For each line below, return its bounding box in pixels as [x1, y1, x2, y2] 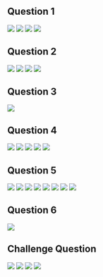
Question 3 [7, 86, 57, 98]
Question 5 [7, 164, 57, 176]
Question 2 [7, 46, 57, 58]
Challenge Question [7, 243, 97, 255]
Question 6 [7, 204, 57, 216]
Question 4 [7, 124, 58, 136]
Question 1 [7, 6, 55, 18]
